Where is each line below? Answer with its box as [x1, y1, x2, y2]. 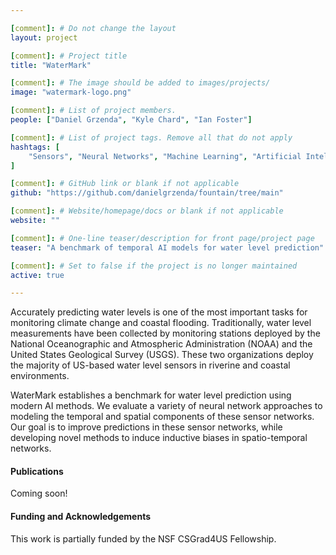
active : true [10, 270, 65, 280]
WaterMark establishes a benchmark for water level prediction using [10, 389, 292, 401]
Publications [10, 465, 64, 477]
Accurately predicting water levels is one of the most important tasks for [10, 306, 308, 318]
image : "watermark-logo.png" [10, 87, 132, 98]
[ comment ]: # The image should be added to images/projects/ [10, 78, 271, 88]
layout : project [10, 32, 78, 43]
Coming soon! [10, 487, 68, 500]
